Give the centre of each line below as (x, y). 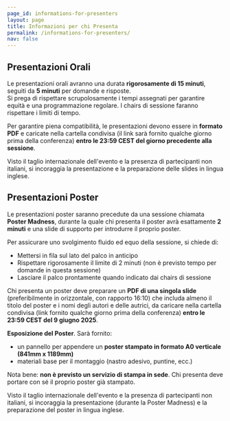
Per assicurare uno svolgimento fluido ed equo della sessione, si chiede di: (113, 242)
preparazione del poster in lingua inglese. (66, 409)
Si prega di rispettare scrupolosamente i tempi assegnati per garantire (106, 98)
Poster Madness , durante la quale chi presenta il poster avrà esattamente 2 (114, 222)
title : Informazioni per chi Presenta (62, 26)
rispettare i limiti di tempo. (44, 112)
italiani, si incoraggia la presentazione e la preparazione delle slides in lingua (115, 169)
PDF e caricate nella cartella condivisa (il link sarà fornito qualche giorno (110, 133)
